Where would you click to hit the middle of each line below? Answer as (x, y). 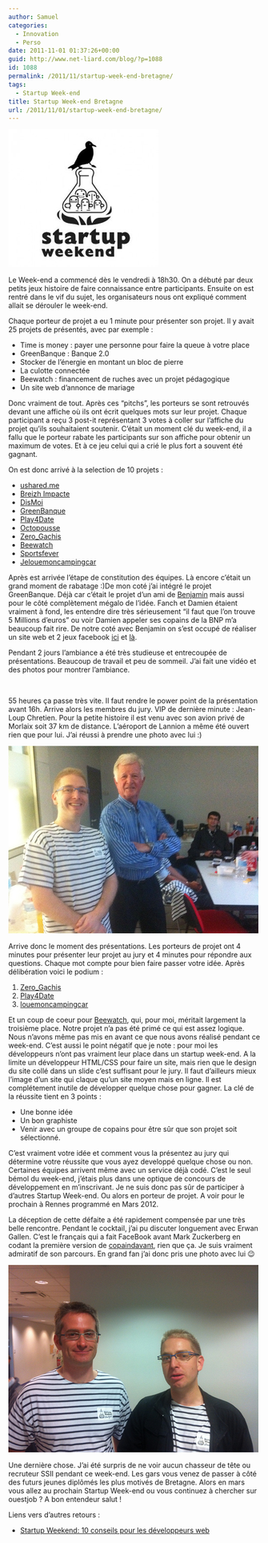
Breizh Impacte (45, 494)
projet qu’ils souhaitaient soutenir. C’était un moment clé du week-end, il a (130, 429)
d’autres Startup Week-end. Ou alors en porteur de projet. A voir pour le (126, 1196)
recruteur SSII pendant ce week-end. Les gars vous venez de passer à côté (133, 1474)
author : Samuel (34, 17)
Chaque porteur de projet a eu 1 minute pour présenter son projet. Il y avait (131, 321)
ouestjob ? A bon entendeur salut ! (65, 1500)
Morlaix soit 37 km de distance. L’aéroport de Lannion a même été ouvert (129, 726)
